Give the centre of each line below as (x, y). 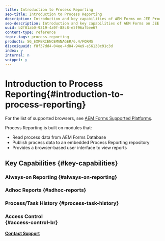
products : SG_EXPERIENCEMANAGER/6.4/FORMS (49, 42)
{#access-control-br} (31, 222)
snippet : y (16, 60)
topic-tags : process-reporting (37, 37)
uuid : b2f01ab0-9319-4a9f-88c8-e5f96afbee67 (51, 28)
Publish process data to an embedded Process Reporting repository (81, 143)
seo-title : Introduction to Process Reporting (54, 14)
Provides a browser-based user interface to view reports (69, 148)
